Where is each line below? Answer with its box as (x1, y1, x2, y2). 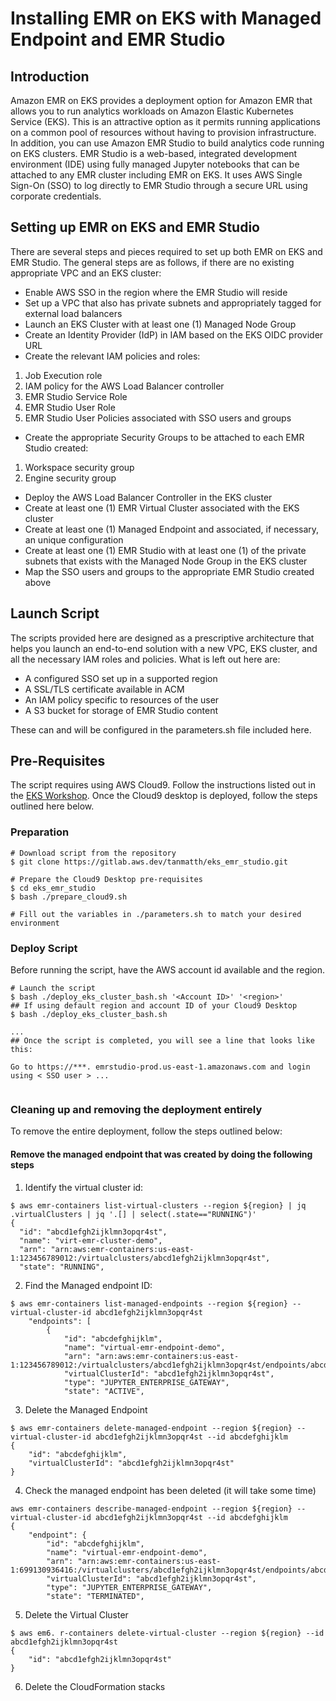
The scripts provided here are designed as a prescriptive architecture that (10, 632, 315, 644)
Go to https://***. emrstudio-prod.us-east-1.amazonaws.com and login (10, 1062, 311, 1072)
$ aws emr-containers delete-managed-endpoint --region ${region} (10, 1423, 293, 1433)
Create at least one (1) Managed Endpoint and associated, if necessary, (24, 523, 320, 535)
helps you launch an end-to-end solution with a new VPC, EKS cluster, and (10, 642, 318, 654)
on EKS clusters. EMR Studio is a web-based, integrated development (10, 148, 298, 159)
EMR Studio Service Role (24, 390, 128, 402)
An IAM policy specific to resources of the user (24, 693, 220, 706)
